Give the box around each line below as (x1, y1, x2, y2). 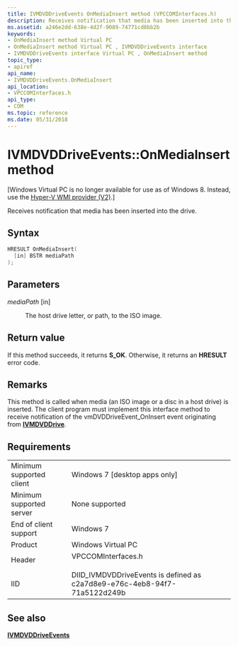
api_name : (7, 70, 37, 77)
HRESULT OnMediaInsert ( (7, 246, 78, 253)
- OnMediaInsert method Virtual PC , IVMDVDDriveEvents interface (7, 43, 208, 50)
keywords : (7, 30, 37, 38)
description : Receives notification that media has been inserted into (7, 17, 223, 24)
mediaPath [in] (7, 297, 51, 306)
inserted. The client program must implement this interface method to (7, 405, 210, 414)
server (11, 508, 33, 518)
